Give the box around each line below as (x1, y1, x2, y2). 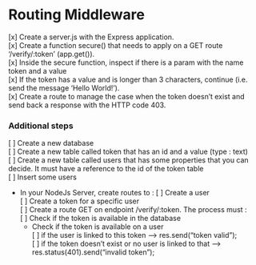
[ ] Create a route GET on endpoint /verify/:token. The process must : (19, 205, 247, 215)
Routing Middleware (8, 6, 146, 24)
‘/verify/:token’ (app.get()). (8, 49, 95, 58)
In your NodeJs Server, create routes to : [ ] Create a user (19, 188, 210, 198)
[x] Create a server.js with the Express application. (8, 32, 174, 42)
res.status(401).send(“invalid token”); (31, 247, 155, 257)
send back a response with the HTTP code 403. (8, 100, 166, 110)
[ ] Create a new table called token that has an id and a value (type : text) (8, 147, 248, 157)
